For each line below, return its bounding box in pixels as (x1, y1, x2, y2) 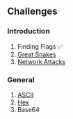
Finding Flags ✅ (17, 42, 63, 51)
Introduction (7, 26, 50, 36)
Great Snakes (17, 50, 56, 58)
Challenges (7, 6, 58, 17)
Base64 (17, 105, 40, 113)
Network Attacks (17, 57, 66, 65)
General (7, 74, 35, 84)
